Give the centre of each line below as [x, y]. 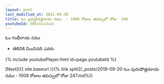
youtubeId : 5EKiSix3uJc [30, 24]
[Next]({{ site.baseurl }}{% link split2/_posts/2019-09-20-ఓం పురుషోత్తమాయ [82, 69]
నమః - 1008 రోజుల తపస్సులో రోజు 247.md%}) [49, 76]
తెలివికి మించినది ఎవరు [33, 49]
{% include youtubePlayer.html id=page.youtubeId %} [61, 60]
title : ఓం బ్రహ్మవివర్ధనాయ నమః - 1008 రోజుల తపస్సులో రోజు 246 [67, 19]
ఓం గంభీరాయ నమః [23, 38]
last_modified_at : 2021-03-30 [37, 14]
